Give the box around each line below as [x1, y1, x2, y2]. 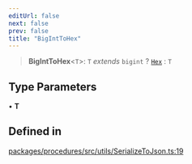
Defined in [8, 124, 62, 138]
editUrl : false [8, 11, 60, 20]
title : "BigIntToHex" [8, 34, 82, 43]
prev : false [8, 27, 49, 35]
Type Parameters [8, 80, 97, 94]
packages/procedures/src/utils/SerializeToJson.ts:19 [8, 146, 184, 156]
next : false [8, 19, 49, 27]
